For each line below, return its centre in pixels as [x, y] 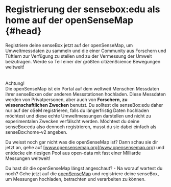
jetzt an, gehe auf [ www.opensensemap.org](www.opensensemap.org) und [85, 147]
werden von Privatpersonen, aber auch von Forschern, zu [66, 99]
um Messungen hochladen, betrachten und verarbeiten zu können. [76, 179]
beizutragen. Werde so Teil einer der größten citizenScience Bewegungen [83, 61]
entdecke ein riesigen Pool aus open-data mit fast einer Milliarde [73, 153]
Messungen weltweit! [28, 158]
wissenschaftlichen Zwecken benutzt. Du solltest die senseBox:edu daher [84, 105]
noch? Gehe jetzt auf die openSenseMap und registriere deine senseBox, [82, 173]
